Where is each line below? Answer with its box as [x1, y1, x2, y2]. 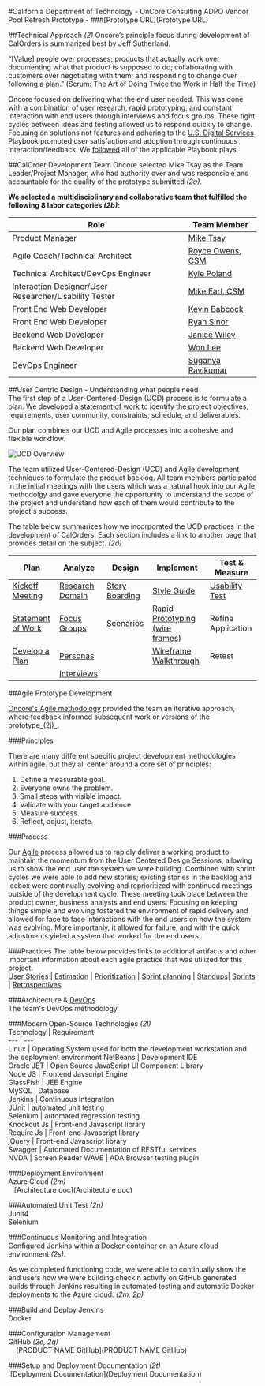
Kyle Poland [188, 268, 233, 279]
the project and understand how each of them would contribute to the [8, 498, 235, 508]
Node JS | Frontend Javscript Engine [8, 1069, 128, 1078]
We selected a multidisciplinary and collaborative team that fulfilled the [8, 193, 248, 201]
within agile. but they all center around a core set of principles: [8, 759, 211, 769]
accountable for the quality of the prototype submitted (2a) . [8, 177, 203, 186]
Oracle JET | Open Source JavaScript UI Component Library [8, 1061, 203, 1070]
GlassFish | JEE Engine [8, 1077, 83, 1087]
